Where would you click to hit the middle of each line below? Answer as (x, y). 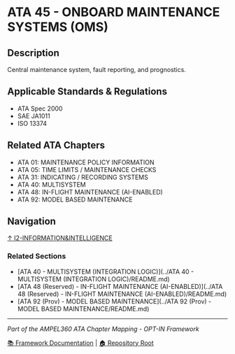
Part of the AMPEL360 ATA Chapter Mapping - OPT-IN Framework (103, 329)
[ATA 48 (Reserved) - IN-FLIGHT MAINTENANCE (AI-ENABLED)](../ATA (120, 286)
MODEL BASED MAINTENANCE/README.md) (83, 309)
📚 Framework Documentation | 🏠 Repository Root (80, 343)
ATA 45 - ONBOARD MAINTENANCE (114, 12)
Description (33, 53)
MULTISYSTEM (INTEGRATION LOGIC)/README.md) (93, 279)
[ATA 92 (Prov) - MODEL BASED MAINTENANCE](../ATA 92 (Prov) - (114, 301)
